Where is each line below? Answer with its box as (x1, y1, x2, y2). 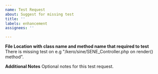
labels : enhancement (5, 21, 48, 26)
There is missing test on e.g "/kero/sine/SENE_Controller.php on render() (5, 49, 154, 55)
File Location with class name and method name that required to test (5, 43, 149, 49)
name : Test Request (5, 7, 46, 12)
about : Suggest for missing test (5, 12, 74, 17)
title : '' (5, 16, 26, 21)
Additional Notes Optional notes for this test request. (5, 64, 114, 70)
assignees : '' (5, 26, 35, 31)
